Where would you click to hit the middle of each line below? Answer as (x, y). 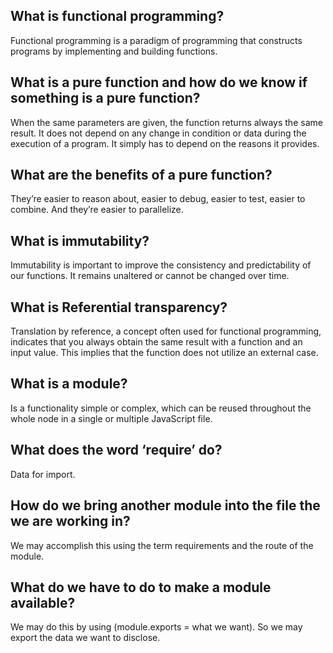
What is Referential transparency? (119, 307)
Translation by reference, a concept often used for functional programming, (166, 331)
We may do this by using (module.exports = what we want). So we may (156, 627)
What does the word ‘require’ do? (116, 450)
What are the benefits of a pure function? (141, 175)
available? (43, 602)
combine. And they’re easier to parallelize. (97, 210)
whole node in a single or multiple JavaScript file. (111, 418)
